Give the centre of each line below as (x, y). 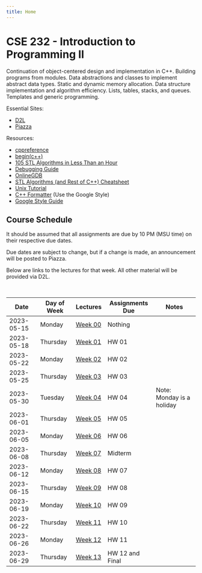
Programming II (45, 54)
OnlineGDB (29, 175)
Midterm (119, 453)
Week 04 (89, 398)
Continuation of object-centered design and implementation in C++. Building (101, 71)
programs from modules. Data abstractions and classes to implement (92, 77)
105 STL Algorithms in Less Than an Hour (66, 163)
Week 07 (89, 453)
